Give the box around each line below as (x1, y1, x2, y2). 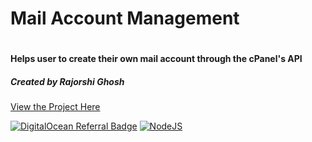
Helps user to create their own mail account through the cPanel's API (10, 53, 303, 65)
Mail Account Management (10, 7, 240, 30)
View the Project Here (10, 101, 101, 113)
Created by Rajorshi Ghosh (10, 75, 125, 87)
